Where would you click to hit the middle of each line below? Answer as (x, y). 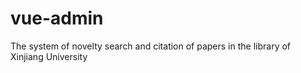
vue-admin (57, 18)
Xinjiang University (49, 56)
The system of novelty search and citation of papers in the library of (151, 46)
